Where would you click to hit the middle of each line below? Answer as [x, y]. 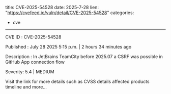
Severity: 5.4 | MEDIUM [30, 72]
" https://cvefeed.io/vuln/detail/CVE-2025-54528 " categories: [70, 13]
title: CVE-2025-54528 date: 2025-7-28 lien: [52, 7]
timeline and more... [26, 87]
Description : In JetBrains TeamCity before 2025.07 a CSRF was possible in [84, 57]
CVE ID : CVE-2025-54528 [33, 37]
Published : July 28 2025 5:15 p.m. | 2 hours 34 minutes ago [68, 47]
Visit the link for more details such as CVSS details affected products [77, 81]
